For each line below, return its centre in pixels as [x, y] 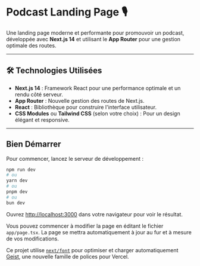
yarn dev [17, 181]
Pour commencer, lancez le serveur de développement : [75, 158]
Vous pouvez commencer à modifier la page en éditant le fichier [85, 226]
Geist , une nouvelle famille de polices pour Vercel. [68, 256]
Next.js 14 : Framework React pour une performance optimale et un [98, 88]
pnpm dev [17, 192]
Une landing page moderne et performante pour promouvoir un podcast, [95, 33]
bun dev [16, 203]
